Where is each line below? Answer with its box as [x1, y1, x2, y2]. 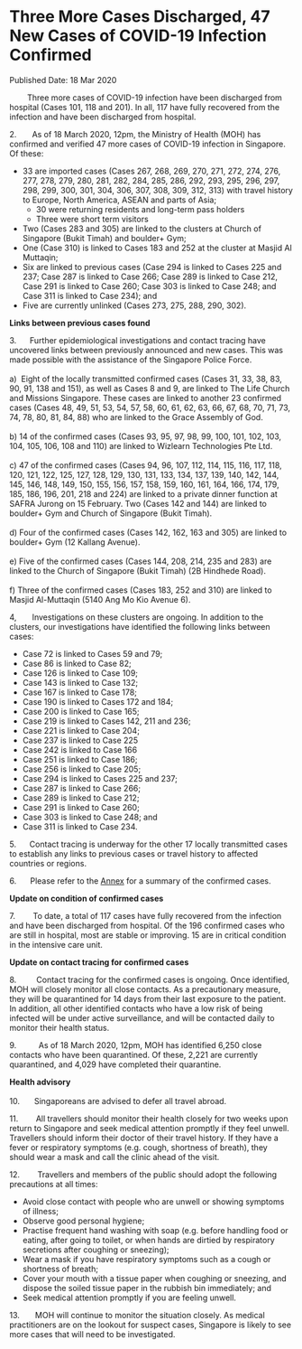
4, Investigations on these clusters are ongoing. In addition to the [9, 612, 264, 623]
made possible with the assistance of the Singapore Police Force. [9, 354, 252, 365]
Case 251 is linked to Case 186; [22, 754, 138, 764]
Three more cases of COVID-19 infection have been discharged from [26, 92, 282, 103]
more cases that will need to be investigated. [9, 1328, 176, 1339]
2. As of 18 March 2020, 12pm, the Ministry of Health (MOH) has [9, 128, 261, 139]
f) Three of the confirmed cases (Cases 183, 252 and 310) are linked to [9, 585, 272, 595]
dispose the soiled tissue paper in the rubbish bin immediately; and [22, 1282, 272, 1293]
